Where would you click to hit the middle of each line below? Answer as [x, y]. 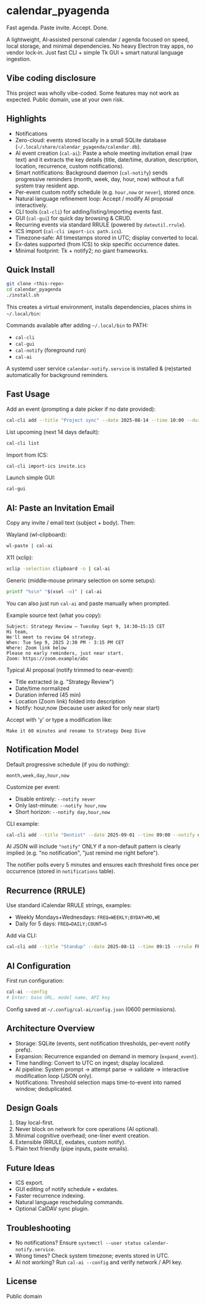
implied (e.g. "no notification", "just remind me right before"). [83, 853]
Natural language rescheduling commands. [69, 1202]
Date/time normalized [42, 688]
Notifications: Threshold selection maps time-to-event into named [98, 1082]
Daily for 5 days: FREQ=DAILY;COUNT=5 [61, 924]
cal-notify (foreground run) [51, 350]
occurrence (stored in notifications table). [61, 871]
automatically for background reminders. [57, 375]
